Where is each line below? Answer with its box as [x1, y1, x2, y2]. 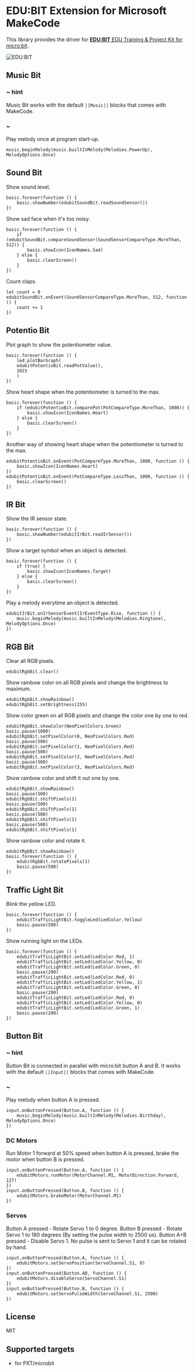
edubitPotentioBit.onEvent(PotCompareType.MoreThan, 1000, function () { [6, 458, 190, 464]
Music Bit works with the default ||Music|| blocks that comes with [6, 101, 166, 108]
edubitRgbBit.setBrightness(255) [6, 702, 88, 708]
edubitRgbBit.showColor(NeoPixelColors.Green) [6, 723, 122, 730]
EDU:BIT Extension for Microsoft [6, 4, 167, 18]
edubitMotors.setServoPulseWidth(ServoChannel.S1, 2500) [16, 1291, 159, 1296]
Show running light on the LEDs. [6, 937, 84, 944]
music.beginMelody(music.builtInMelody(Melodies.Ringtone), [16, 616, 166, 622]
